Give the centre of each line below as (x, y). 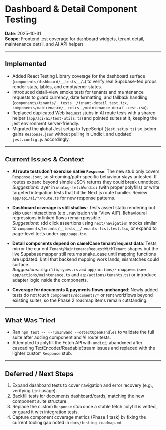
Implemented (26, 64)
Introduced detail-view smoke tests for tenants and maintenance (78, 92)
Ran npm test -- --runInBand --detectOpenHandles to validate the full (83, 332)
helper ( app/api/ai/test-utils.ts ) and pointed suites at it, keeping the (84, 118)
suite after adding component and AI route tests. (62, 337)
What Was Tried (30, 320)
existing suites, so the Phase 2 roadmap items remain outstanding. (80, 300)
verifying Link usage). (35, 391)
